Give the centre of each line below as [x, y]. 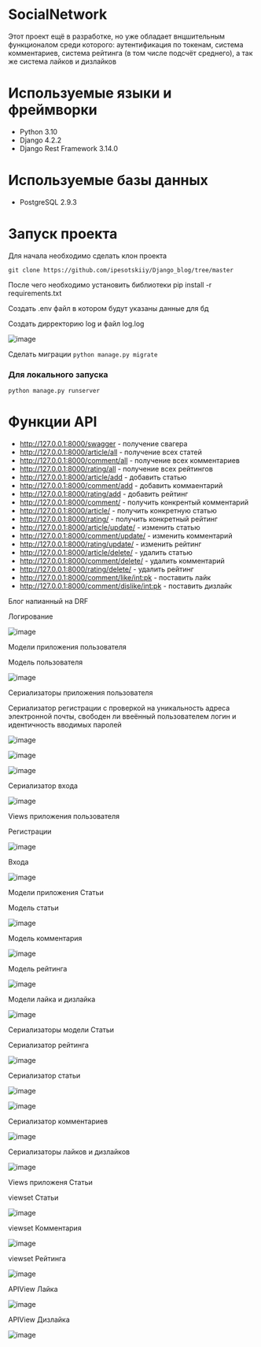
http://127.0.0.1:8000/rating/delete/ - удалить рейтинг [107, 569]
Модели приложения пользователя [68, 646]
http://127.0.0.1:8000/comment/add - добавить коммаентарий [121, 485]
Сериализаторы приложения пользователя [81, 692]
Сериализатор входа [43, 786]
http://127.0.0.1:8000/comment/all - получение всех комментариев [129, 460]
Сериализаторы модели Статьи [61, 1030]
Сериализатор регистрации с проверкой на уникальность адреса [119, 708]
